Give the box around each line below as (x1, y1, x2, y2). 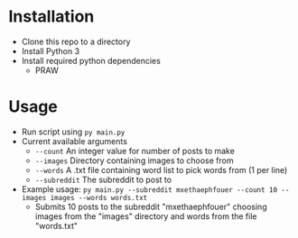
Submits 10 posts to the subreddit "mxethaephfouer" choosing (34, 201, 267, 212)
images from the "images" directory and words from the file (34, 210, 257, 222)
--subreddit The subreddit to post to (34, 174, 172, 185)
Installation (8, 6, 95, 27)
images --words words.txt (50, 193, 148, 202)
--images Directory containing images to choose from (34, 155, 234, 166)
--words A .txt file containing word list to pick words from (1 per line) (34, 164, 288, 175)
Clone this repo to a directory (21, 36, 131, 47)
